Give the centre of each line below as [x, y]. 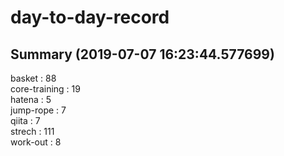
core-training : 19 [45, 89]
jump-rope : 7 [38, 110]
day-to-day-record [90, 17]
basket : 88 [33, 78]
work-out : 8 [36, 142]
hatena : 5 [31, 99]
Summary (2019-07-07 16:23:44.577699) [142, 54]
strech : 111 [32, 131]
